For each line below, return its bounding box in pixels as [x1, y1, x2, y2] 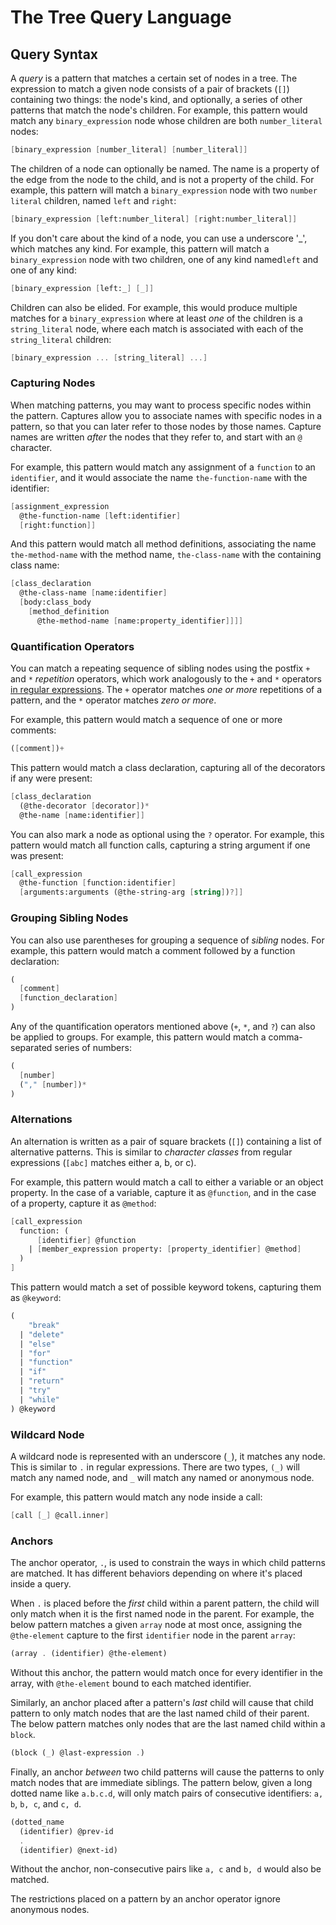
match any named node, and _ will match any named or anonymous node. [10, 1471, 315, 1483]
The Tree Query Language [10, 6, 232, 29]
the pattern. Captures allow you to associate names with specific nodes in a [10, 409, 323, 421]
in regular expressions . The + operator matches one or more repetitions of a [10, 684, 323, 696]
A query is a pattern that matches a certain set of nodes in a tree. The [10, 72, 298, 84]
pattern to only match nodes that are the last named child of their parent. [10, 1707, 310, 1720]
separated [10, 1042, 53, 1054]
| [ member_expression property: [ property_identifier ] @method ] [28, 1244, 302, 1255]
